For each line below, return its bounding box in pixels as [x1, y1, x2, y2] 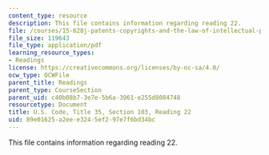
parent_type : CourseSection [8, 85, 102, 94]
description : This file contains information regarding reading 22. [8, 19, 242, 27]
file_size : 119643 [8, 34, 70, 42]
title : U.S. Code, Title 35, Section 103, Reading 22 [8, 109, 192, 117]
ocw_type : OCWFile [8, 71, 70, 79]
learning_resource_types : [8, 49, 94, 57]
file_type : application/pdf [8, 42, 102, 50]
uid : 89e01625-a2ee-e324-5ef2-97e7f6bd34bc [8, 116, 156, 124]
